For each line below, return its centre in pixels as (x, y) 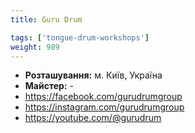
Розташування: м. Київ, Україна (93, 75)
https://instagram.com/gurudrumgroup (104, 107)
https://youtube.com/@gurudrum (93, 118)
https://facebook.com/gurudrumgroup (103, 97)
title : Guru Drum (46, 19)
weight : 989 (35, 47)
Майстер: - (49, 86)
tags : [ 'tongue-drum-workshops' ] (80, 37)
